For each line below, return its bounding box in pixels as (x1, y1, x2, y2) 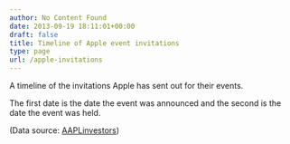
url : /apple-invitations (9, 55, 103, 64)
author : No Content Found (9, 13, 107, 23)
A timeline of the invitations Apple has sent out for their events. (9, 81, 244, 91)
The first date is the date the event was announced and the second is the (9, 98, 282, 109)
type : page (9, 47, 51, 56)
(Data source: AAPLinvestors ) (9, 125, 120, 136)
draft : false (9, 30, 59, 39)
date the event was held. (9, 108, 101, 118)
